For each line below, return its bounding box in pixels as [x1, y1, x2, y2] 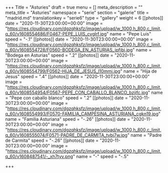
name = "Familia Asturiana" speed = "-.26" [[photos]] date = [5, 116, 130, 122]
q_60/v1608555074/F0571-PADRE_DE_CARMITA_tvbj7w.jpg [5, 132, 128, 138]
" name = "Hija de [120, 68, 157, 74]
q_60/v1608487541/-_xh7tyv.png [5, 153, 74, 159]
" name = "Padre [127, 132, 162, 138]
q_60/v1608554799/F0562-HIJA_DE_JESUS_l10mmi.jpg [5, 68, 120, 74]
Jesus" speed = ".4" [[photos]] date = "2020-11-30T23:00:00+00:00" [5, 74, 150, 79]
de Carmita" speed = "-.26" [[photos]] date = [5, 137, 99, 143]
